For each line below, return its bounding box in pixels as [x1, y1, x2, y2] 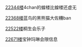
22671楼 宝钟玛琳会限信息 [5, 36, 58, 42]
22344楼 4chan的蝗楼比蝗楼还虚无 [5, 4, 77, 10]
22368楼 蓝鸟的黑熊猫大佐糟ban [5, 15, 71, 21]
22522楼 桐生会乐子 [5, 25, 46, 31]
